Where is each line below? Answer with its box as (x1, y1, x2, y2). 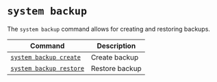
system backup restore (10, 64, 84, 72)
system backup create (10, 53, 81, 61)
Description (97, 41, 136, 51)
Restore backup (90, 64, 142, 73)
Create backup (90, 53, 139, 62)
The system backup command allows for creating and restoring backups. (7, 25, 211, 33)
